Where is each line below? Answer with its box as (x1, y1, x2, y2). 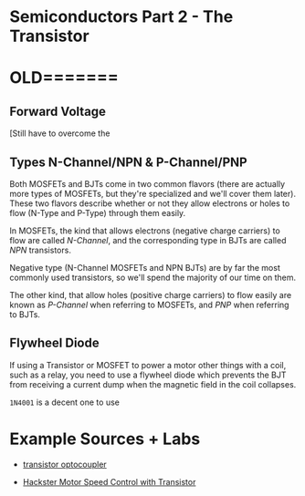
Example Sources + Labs (9, 429, 201, 449)
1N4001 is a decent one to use (9, 397, 121, 408)
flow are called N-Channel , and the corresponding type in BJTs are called (9, 235, 287, 245)
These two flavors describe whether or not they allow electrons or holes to (9, 198, 290, 209)
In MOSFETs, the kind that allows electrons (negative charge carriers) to (9, 225, 280, 236)
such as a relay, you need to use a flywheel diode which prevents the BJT (9, 369, 287, 380)
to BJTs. (9, 309, 41, 320)
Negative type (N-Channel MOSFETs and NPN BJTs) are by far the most (9, 263, 280, 273)
